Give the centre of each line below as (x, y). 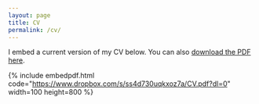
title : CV (24, 23)
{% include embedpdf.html (51, 76)
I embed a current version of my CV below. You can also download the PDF (129, 52)
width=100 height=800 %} (51, 92)
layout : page (29, 15)
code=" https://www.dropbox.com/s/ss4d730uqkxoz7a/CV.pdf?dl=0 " (120, 84)
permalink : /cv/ (35, 30)
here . (16, 60)
